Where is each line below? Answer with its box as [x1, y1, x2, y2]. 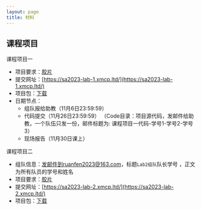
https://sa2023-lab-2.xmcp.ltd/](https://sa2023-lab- [43, 183, 174, 191]
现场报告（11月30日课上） [24, 135, 89, 142]
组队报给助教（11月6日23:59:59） [24, 105, 107, 112]
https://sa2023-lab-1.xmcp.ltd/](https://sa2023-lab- [43, 76, 173, 83]
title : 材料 [6, 14, 34, 21]
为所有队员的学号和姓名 [14, 168, 74, 176]
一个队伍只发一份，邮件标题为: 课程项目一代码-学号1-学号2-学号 [34, 120, 194, 127]
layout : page [6, 8, 39, 15]
